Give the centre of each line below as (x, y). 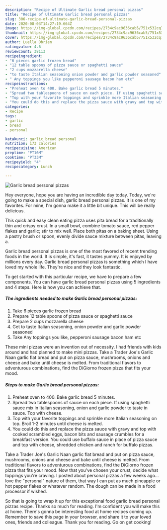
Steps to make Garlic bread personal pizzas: (52, 385)
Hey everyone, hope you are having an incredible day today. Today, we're (80, 195)
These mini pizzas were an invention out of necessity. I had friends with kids (83, 347)
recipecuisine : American (31, 148)
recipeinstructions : (27, 84)
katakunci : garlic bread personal (41, 139)
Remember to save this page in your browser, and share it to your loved (78, 517)
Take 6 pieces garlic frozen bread (47, 311)
